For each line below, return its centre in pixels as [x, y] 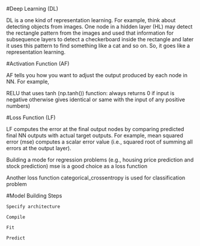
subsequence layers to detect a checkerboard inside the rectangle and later [100, 39]
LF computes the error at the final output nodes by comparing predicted [95, 129]
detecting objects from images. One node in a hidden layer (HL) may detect [99, 27]
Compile [16, 217]
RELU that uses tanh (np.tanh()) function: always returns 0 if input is [90, 93]
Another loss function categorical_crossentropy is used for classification [96, 178]
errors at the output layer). [39, 148]
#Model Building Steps [34, 196]
